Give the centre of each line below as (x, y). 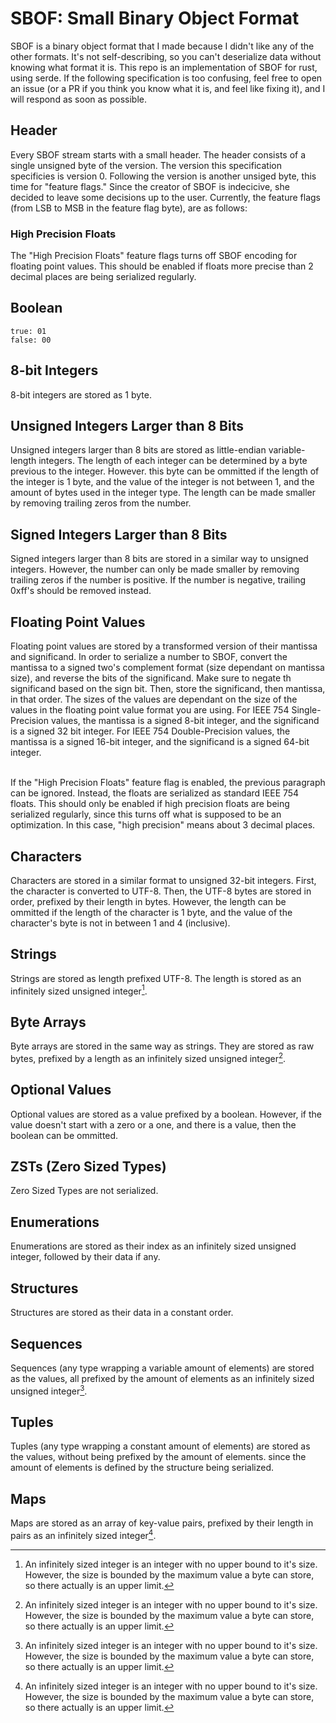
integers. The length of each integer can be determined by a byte (173, 461)
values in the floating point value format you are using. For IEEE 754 (150, 710)
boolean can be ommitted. (64, 1135)
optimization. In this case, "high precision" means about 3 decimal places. (163, 825)
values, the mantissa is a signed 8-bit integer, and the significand (185, 721)
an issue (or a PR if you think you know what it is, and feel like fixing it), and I (168, 88)
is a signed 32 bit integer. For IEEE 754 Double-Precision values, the (150, 731)
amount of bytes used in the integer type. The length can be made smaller (163, 493)
